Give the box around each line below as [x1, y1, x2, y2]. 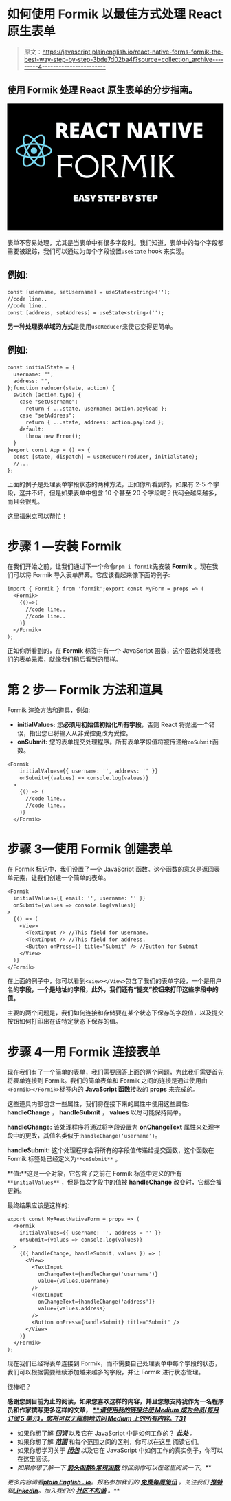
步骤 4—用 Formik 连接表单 [7, 1044, 161, 1059]
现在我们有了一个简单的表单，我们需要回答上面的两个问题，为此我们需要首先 [7, 1068, 224, 1077]
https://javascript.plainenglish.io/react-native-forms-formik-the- [42, 47, 224, 56]
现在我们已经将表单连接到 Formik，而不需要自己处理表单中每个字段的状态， [7, 1359, 221, 1368]
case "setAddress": [19, 412, 76, 419]
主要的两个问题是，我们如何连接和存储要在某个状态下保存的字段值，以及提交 [7, 1008, 224, 1017]
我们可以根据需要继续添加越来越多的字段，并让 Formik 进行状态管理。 [7, 1368, 205, 1376]
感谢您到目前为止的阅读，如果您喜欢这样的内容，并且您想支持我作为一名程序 [7, 1397, 224, 1405]
